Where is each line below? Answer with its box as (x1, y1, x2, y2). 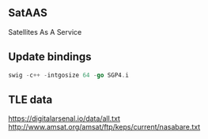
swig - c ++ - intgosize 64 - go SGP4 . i (8, 71, 129, 79)
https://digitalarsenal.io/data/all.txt (8, 114, 121, 123)
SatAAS (8, 6, 47, 20)
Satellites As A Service (8, 27, 82, 36)
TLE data (8, 92, 53, 106)
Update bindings (8, 51, 93, 64)
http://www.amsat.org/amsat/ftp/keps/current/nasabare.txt (8, 122, 201, 132)
